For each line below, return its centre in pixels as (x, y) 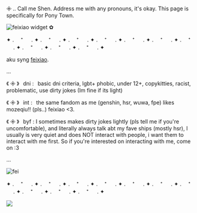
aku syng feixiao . (28, 59)
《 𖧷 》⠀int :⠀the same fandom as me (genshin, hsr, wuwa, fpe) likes (90, 103)
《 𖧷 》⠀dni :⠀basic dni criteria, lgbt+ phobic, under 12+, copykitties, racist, (99, 83)
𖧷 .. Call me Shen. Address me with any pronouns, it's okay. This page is (98, 9)
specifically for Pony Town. (40, 15)
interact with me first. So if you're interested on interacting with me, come (98, 141)
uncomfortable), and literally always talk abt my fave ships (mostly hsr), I (97, 128)
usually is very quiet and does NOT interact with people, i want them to (95, 135)
